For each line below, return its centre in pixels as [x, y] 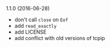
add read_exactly [35, 26]
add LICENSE [31, 32]
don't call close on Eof [41, 19]
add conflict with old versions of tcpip [60, 38]
